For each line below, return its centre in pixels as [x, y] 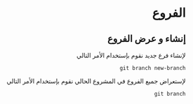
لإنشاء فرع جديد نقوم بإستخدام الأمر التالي [131, 55]
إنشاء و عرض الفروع [146, 39]
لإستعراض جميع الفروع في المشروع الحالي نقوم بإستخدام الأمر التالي [96, 81]
